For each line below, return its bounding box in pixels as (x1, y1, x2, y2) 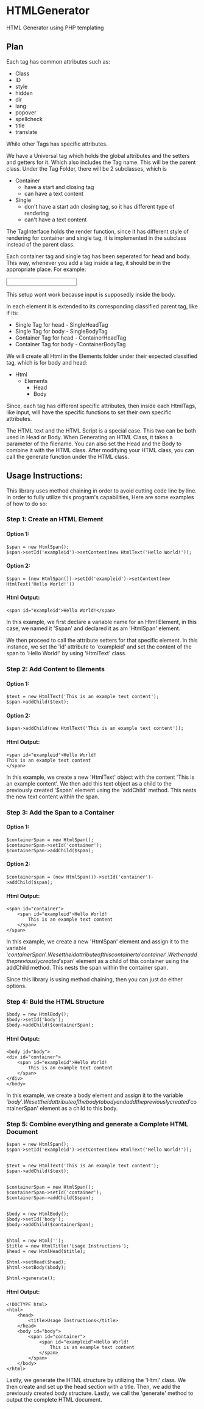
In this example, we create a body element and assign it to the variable (6, 1091, 183, 1099)
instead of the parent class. (6, 240, 75, 248)
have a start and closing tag (24, 183, 94, 190)
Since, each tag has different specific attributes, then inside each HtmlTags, (6, 402, 197, 409)
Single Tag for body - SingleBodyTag (15, 327, 108, 335)
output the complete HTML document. (6, 1396, 102, 1403)
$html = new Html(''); (6, 1237, 64, 1244)
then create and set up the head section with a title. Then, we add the (6, 1383, 181, 1391)
